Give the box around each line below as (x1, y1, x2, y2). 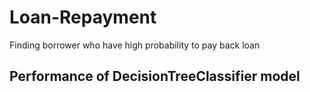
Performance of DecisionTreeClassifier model (9, 68, 301, 85)
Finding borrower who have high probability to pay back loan (9, 39, 261, 51)
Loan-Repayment (9, 6, 157, 29)
